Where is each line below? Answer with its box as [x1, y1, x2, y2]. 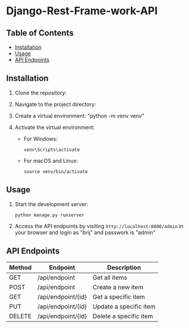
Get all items [92, 273, 128, 282]
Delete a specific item [92, 312, 153, 320]
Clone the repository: [14, 89, 67, 96]
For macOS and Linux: [23, 157, 78, 164]
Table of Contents [6, 28, 74, 38]
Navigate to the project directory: [14, 100, 96, 108]
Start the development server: [14, 200, 89, 207]
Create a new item [92, 283, 144, 292]
